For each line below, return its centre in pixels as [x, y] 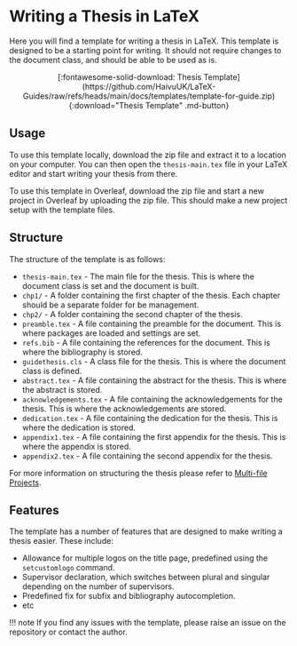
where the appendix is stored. [76, 446]
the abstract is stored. [62, 389]
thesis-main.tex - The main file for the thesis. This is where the [138, 276]
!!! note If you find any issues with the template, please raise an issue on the [148, 623]
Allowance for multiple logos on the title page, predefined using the [145, 558]
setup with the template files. [62, 210]
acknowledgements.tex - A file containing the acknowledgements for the [152, 399]
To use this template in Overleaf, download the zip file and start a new [137, 191]
